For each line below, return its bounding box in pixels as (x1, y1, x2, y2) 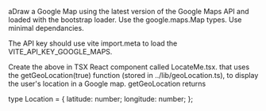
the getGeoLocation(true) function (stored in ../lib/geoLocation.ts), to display (8, 71, 259, 80)
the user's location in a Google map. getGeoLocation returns (8, 79, 206, 88)
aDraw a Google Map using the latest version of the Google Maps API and (8, 7, 249, 16)
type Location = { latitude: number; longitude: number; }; (8, 94, 193, 103)
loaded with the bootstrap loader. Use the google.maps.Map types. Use (8, 15, 242, 24)
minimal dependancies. (8, 24, 85, 32)
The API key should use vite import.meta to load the (8, 39, 178, 48)
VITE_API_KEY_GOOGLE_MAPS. (8, 47, 113, 56)
